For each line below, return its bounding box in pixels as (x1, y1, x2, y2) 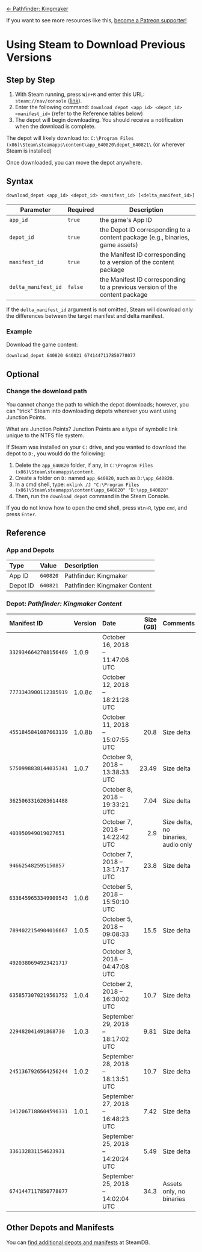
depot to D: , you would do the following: (6, 449, 105, 457)
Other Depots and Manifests (6, 1222, 114, 1233)
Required (67, 205, 94, 213)
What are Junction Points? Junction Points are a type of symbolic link (6, 425, 178, 432)
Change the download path (6, 387, 87, 396)
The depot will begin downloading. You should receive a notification (14, 116, 183, 123)
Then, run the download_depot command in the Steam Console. (14, 492, 170, 499)
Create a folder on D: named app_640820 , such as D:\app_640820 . (14, 474, 174, 481)
